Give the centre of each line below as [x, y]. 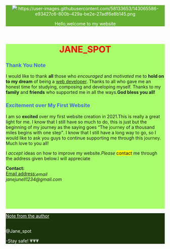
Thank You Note [26, 65]
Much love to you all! [27, 143]
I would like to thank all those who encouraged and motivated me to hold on [85, 76]
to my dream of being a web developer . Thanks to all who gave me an [78, 82]
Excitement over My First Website [48, 106]
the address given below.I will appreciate [48, 158]
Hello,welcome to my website [85, 24]
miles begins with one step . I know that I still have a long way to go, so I [81, 132]
